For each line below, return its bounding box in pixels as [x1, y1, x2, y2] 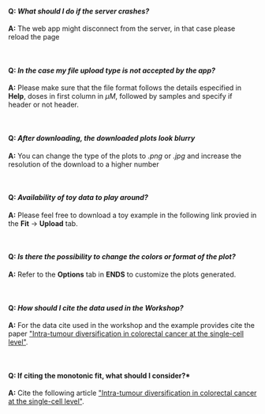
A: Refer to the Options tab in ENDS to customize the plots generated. [8, 269, 237, 280]
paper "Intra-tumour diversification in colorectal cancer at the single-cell [8, 329, 244, 339]
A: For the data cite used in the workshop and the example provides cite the [8, 321, 255, 330]
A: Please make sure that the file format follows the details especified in [8, 83, 242, 92]
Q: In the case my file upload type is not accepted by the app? [8, 66, 215, 75]
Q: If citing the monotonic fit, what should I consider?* [8, 371, 191, 380]
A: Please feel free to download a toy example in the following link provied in [8, 210, 257, 220]
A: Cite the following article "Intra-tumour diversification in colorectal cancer [8, 388, 257, 398]
